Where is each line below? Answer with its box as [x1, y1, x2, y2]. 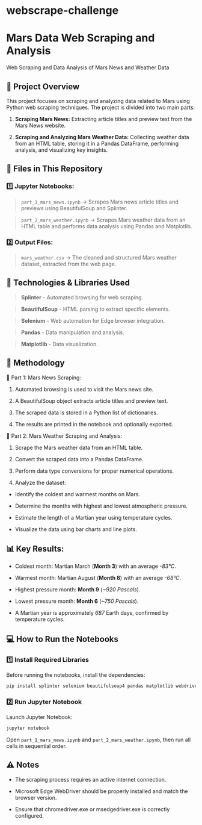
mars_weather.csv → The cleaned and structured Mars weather [20, 254, 177, 261]
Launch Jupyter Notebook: [6, 714, 73, 721]
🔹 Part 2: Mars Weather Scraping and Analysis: [6, 432, 122, 440]
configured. [14, 812, 44, 819]
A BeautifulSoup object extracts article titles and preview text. [14, 397, 168, 404]
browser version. [14, 794, 57, 801]
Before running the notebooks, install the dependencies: [6, 671, 145, 679]
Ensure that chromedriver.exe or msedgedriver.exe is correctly [14, 805, 170, 813]
